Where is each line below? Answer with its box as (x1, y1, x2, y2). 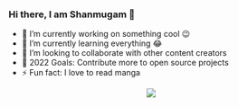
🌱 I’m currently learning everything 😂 (21, 38, 163, 49)
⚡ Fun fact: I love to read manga (21, 67, 141, 78)
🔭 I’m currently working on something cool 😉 (21, 29, 191, 40)
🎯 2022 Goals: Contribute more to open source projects (21, 58, 230, 68)
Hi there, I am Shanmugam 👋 (8, 8, 136, 21)
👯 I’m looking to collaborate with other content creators (21, 48, 227, 58)
